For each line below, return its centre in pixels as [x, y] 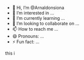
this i [10, 53]
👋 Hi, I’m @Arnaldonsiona [38, 8]
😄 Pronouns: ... [28, 36]
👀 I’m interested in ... [33, 13]
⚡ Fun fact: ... [26, 42]
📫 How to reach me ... [35, 29]
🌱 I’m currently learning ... [39, 18]
